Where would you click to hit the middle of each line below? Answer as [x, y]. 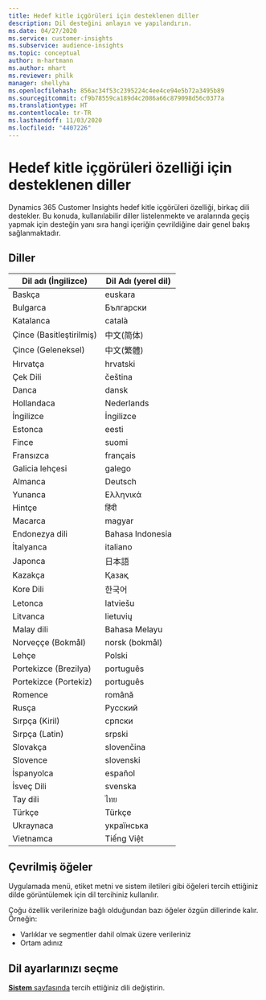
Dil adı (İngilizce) [55, 281]
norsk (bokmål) [134, 642]
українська [127, 825]
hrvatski [120, 364]
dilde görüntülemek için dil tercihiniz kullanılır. [84, 895]
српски [119, 721]
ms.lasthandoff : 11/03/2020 [55, 121]
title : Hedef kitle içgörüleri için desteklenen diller [104, 16]
